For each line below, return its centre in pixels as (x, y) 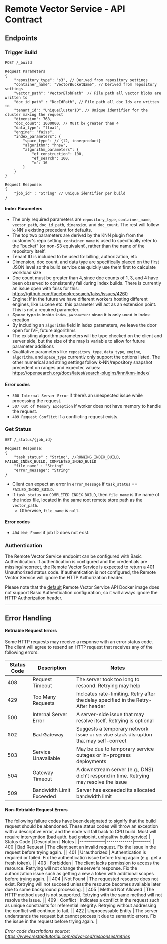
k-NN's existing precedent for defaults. (52, 230)
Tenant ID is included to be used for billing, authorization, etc (75, 257)
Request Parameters (25, 71)
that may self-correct (101, 741)
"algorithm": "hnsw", (45, 145)
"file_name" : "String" (39, 466)
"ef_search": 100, (51, 158)
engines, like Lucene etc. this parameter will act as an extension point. (84, 304)
